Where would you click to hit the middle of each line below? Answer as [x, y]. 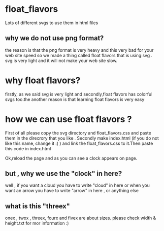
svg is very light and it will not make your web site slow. [61, 61]
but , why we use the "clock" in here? [64, 174]
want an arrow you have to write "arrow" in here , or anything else [72, 191]
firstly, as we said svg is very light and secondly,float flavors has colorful [79, 94]
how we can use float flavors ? [68, 119]
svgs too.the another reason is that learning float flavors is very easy [75, 99]
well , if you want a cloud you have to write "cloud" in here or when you [78, 185]
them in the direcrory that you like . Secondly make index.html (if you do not [82, 138]
